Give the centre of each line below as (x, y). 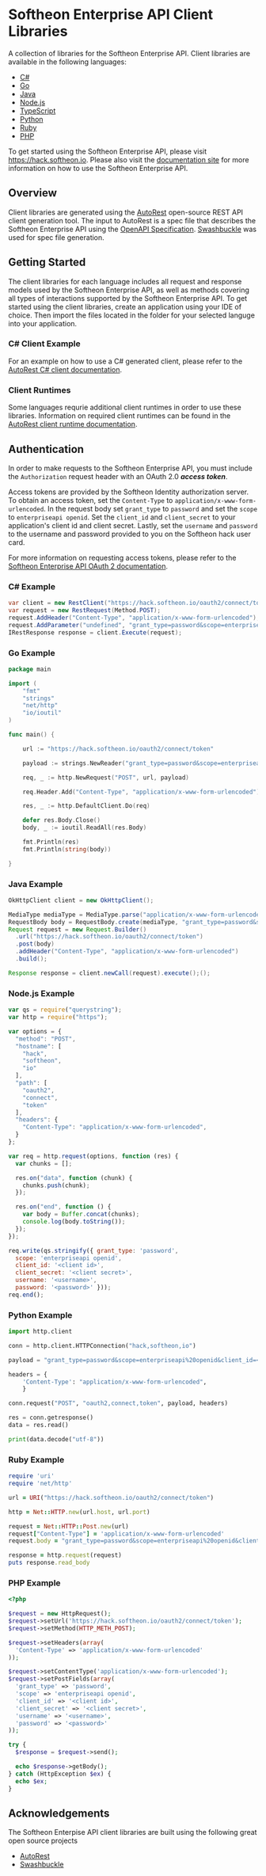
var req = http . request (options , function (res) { (93, 1156)
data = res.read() (38, 1425)
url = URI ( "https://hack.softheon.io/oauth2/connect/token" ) (111, 1497)
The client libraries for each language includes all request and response (125, 281)
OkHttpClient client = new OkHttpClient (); (81, 900)
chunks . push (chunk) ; (56, 1185)
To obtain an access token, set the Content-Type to (91, 500)
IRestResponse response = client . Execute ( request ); (95, 632)
